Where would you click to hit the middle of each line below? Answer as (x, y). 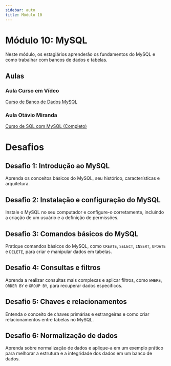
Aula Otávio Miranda (31, 115)
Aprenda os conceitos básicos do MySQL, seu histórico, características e (83, 178)
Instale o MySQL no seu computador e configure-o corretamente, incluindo (85, 212)
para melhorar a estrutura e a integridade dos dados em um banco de (79, 353)
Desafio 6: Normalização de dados (61, 336)
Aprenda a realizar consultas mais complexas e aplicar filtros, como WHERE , (84, 280)
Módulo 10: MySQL (46, 40)
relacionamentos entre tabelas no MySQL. (50, 319)
